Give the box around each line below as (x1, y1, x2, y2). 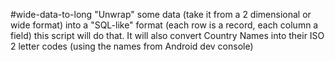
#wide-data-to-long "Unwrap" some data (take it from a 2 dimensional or (10, 9, 312, 20)
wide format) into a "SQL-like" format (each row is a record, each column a (10, 19, 319, 31)
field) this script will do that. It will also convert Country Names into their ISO (10, 30, 325, 41)
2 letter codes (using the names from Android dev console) (10, 40, 254, 52)
